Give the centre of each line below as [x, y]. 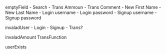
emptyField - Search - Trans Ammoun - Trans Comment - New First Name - [83, 7]
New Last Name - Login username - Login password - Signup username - [81, 12]
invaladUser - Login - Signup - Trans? [44, 27]
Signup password [23, 18]
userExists [16, 47]
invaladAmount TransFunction [36, 37]
